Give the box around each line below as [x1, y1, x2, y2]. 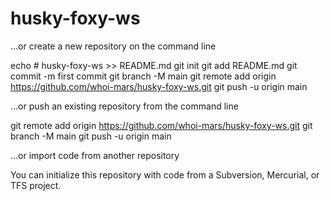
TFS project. [10, 179, 62, 191]
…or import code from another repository [10, 149, 180, 161]
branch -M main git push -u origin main [10, 130, 172, 142]
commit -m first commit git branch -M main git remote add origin [10, 70, 277, 82]
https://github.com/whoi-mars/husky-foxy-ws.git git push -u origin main [10, 80, 308, 92]
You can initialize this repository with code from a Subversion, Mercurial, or [10, 168, 320, 181]
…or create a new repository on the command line [10, 40, 217, 52]
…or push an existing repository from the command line [10, 100, 239, 112]
